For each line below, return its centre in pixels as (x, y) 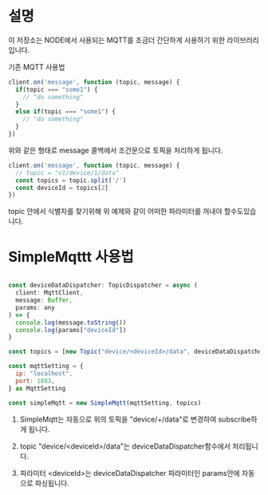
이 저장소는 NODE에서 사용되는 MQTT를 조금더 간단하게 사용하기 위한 (117, 40)
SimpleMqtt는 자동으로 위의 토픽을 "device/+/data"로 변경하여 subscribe (135, 419)
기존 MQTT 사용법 (37, 67)
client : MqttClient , (49, 293)
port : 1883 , (35, 381)
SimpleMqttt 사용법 (71, 257)
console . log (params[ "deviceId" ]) (71, 330)
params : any (35, 307)
